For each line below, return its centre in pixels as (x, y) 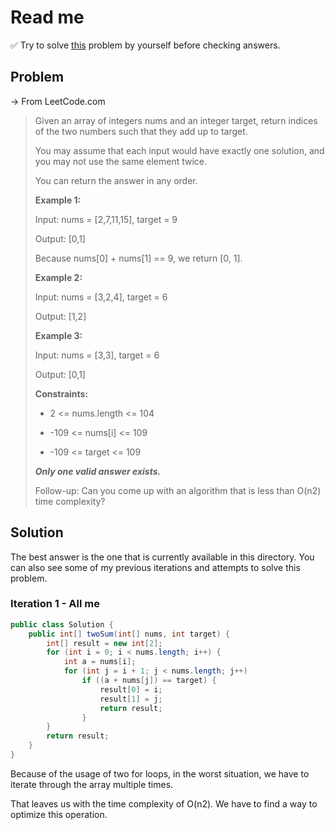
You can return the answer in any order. (116, 180)
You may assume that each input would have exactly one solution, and (179, 150)
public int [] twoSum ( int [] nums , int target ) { (129, 634)
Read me (47, 17)
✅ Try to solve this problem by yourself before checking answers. (145, 45)
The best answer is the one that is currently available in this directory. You (162, 557)
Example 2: (58, 277)
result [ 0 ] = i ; (131, 689)
